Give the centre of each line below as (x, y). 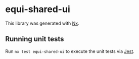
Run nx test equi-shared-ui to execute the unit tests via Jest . (70, 51)
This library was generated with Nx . (42, 23)
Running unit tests (35, 39)
